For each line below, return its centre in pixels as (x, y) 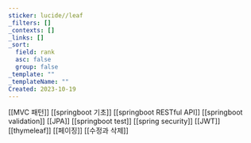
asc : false (33, 60)
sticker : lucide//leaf (46, 15)
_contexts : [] (32, 30)
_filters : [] (30, 23)
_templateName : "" (39, 81)
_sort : (19, 45)
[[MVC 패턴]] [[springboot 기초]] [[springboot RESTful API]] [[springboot (125, 112)
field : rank (35, 52)
